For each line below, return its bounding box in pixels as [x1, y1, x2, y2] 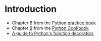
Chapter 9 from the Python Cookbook [11, 25, 89, 31]
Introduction [4, 3, 57, 15]
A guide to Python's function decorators [11, 30, 94, 36]
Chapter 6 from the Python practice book [11, 20, 96, 26]
